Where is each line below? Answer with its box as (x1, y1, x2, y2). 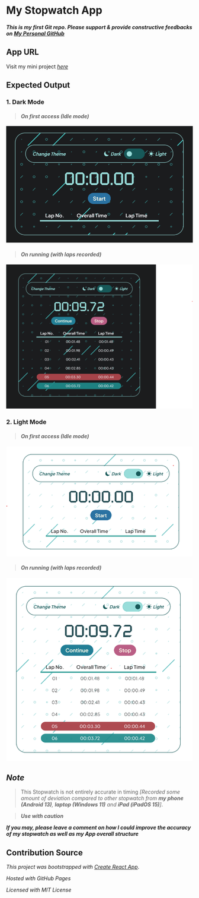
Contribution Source (6, 848, 83, 858)
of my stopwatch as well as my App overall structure (6, 830, 139, 837)
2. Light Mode (6, 418, 47, 426)
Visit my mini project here (6, 63, 68, 70)
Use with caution (20, 812, 64, 820)
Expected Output (6, 80, 70, 90)
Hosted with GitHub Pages (6, 874, 71, 882)
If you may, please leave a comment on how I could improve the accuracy (6, 824, 191, 831)
